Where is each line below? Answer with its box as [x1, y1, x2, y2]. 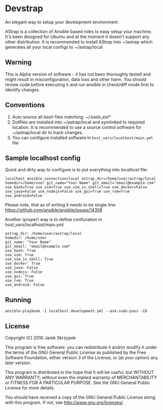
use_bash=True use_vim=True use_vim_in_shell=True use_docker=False [5, 185, 147, 190]
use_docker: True [5, 261, 41, 266]
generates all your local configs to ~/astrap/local [5, 44, 103, 50]
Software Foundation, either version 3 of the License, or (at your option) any [5, 355, 158, 360]
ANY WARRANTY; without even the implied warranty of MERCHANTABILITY [5, 374, 158, 380]
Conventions [5, 101, 45, 109]
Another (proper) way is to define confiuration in [5, 217, 102, 223]
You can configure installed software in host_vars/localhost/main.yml [12, 135, 154, 141]
